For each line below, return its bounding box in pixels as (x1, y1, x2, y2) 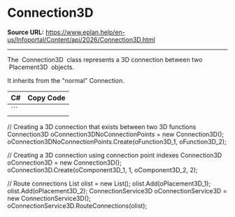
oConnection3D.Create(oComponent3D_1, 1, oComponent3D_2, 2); (7, 165, 198, 174)
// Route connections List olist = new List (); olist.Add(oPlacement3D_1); (7, 179, 211, 188)
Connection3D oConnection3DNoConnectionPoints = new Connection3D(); (7, 130, 225, 138)
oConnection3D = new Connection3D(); (7, 158, 122, 167)
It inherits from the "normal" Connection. (7, 76, 124, 84)
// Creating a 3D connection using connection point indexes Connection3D (7, 151, 222, 159)
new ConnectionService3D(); (7, 194, 91, 202)
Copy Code (27, 93, 66, 103)
